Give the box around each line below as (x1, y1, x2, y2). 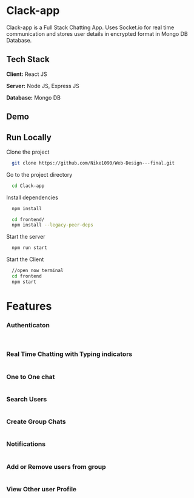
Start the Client (6, 256, 44, 263)
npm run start (12, 245, 47, 251)
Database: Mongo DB (6, 94, 61, 101)
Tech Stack (6, 54, 50, 64)
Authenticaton (6, 321, 50, 329)
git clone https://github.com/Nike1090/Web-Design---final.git (12, 160, 175, 166)
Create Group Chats (6, 417, 66, 426)
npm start (12, 279, 36, 285)
